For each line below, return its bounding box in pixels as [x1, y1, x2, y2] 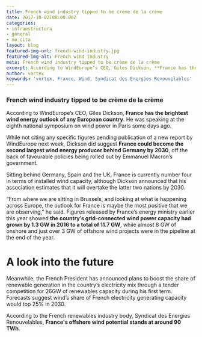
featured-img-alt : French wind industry [6, 54, 109, 60]
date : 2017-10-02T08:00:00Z [6, 14, 77, 20]
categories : [6, 20, 36, 26]
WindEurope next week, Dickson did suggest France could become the [6, 140, 184, 147]
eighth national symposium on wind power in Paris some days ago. [6, 122, 172, 129]
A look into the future [6, 255, 114, 268]
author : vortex [6, 70, 44, 76]
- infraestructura [6, 25, 52, 32]
